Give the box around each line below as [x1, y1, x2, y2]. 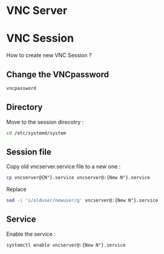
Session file [6, 146, 51, 157]
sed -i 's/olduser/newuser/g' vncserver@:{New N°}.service [6, 197, 159, 204]
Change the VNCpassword [6, 69, 110, 80]
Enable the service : [6, 230, 56, 238]
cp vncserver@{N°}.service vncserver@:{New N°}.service [6, 174, 150, 181]
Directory [6, 102, 43, 112]
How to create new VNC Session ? [6, 52, 92, 59]
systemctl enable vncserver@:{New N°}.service [6, 242, 126, 248]
